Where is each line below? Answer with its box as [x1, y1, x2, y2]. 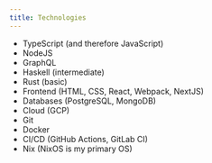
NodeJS [22, 47, 53, 59]
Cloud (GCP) [22, 104, 70, 115]
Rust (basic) [22, 76, 68, 86]
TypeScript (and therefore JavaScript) [22, 38, 164, 49]
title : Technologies [9, 13, 88, 23]
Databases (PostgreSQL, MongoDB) [22, 95, 156, 106]
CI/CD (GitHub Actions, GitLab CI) [22, 133, 149, 144]
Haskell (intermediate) [22, 67, 106, 77]
